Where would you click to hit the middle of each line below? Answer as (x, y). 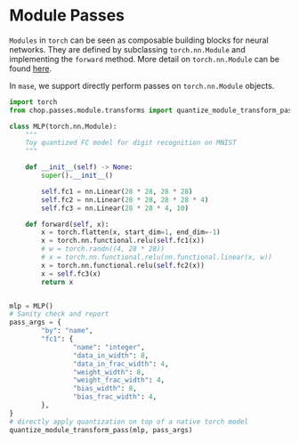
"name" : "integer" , (109, 347)
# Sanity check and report (59, 314)
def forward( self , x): (67, 224)
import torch (33, 102)
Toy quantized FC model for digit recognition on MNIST (131, 143)
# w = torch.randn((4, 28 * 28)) (103, 249)
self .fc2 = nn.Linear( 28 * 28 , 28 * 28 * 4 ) (125, 200)
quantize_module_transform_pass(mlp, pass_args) (101, 430)
